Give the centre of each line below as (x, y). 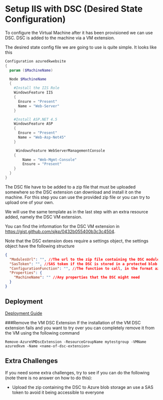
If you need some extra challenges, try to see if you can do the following (77, 372)
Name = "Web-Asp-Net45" (42, 137)
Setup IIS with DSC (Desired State (74, 9)
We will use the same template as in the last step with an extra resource (77, 211)
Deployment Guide (24, 313)
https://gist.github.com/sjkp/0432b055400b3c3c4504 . (60, 231)
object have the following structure (40, 246)
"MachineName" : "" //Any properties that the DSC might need (77, 277)
